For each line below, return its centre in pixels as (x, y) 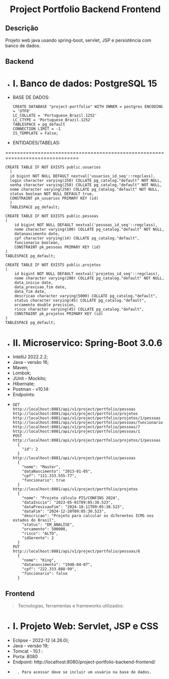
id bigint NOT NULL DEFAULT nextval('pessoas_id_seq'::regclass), (86, 225)
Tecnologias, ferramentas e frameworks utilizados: (71, 606)
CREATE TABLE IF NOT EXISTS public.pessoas (52, 216)
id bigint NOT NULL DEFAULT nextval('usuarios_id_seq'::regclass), (83, 176)
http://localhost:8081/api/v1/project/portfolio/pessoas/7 (76, 427)
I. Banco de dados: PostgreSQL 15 (85, 83)
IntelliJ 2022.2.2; (30, 357)
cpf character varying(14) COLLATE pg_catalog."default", (77, 239)
